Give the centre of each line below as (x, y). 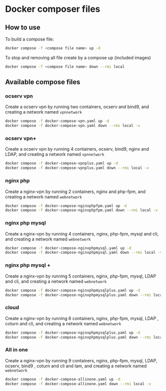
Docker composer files (53, 9)
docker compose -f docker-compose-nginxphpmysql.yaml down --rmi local (80, 253)
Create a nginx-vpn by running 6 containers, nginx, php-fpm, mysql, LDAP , (82, 318)
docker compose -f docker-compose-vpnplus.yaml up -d (62, 163)
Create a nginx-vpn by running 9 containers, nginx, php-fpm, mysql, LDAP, (81, 360)
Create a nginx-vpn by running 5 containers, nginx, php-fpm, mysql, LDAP (81, 276)
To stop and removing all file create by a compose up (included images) (78, 57)
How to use (23, 27)
